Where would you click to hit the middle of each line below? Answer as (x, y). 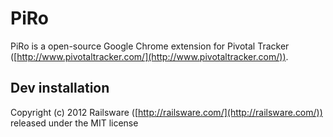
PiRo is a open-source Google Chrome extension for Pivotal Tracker (150, 46)
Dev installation (60, 88)
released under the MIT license (74, 123)
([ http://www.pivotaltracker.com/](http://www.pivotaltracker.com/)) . (149, 56)
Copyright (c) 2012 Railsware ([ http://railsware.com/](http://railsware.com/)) (166, 112)
